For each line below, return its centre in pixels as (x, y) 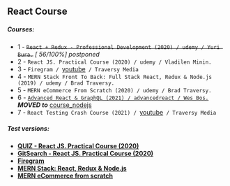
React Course (37, 12)
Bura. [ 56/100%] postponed (58, 55)
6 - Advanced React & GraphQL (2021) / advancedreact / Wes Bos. (113, 98)
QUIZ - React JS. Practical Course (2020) (78, 146)
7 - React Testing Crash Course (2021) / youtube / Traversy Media (117, 113)
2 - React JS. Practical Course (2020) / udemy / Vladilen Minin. (115, 62)
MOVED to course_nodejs (54, 105)
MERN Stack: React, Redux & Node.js (72, 169)
